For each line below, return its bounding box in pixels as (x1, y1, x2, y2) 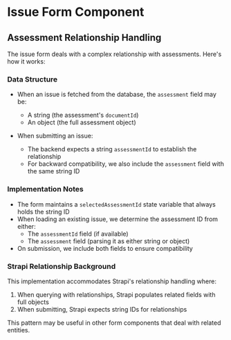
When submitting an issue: (17, 132, 93, 140)
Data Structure (7, 74, 58, 84)
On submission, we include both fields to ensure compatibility (17, 244, 194, 252)
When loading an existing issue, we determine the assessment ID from (17, 215, 219, 223)
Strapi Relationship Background (7, 261, 116, 271)
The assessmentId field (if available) (27, 229, 129, 238)
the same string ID (27, 167, 80, 176)
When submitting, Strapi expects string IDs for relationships (17, 305, 187, 313)
